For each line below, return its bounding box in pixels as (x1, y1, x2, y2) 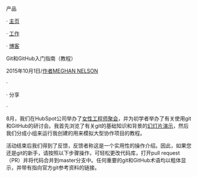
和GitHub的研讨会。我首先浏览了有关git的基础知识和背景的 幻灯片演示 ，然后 (6, 122, 189, 129)
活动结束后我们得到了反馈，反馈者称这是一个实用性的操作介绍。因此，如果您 (6, 142, 192, 149)
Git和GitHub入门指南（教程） (6, 55, 76, 62)
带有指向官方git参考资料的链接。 (21, 164, 100, 171)
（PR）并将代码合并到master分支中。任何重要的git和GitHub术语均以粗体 (6, 157, 181, 164)
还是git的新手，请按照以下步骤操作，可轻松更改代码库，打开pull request (6, 149, 181, 156)
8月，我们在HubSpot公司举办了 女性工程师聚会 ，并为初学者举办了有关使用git (6, 115, 192, 122)
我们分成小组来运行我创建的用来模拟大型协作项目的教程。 (6, 130, 145, 137)
